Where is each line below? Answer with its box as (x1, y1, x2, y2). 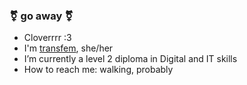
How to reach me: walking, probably (23, 64, 174, 76)
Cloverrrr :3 (23, 32, 72, 44)
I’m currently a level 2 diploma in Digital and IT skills (23, 53, 238, 65)
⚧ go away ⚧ (9, 9, 74, 23)
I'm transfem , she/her (23, 42, 114, 54)
